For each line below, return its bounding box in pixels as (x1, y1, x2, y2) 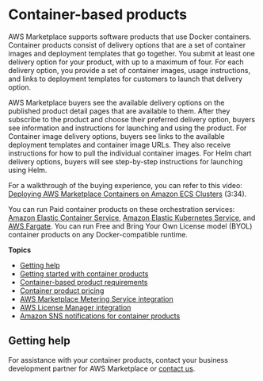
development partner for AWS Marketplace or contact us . (8, 364, 196, 373)
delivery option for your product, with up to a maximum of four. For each (8, 57, 244, 67)
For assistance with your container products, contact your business (8, 355, 228, 364)
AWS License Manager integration (19, 302, 131, 312)
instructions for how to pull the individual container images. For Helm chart (8, 148, 252, 158)
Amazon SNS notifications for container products (19, 311, 181, 321)
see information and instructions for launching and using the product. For (8, 123, 247, 133)
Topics (8, 244, 32, 255)
